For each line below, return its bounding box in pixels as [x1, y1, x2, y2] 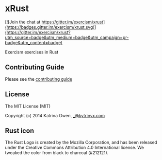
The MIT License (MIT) [5, 103, 51, 109]
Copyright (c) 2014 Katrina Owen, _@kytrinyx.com [5, 112, 105, 118]
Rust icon [5, 126, 34, 135]
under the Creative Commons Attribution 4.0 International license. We [5, 144, 144, 151]
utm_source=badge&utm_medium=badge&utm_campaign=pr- [5, 35, 129, 40]
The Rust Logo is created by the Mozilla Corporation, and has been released [5, 140, 158, 145]
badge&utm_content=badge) [5, 39, 63, 45]
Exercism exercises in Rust [5, 49, 59, 55]
